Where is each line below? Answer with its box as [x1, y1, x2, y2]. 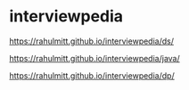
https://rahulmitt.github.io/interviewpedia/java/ [9, 53, 180, 63]
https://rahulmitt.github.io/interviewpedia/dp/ [9, 70, 176, 81]
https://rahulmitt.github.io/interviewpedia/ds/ [9, 36, 174, 46]
